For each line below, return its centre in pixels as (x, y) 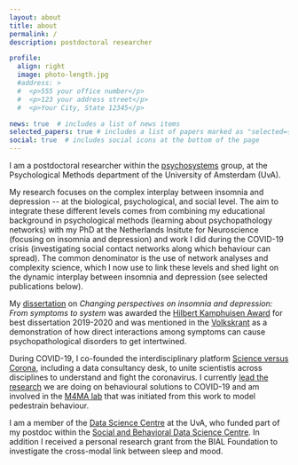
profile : (25, 59)
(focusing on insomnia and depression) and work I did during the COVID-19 (146, 239)
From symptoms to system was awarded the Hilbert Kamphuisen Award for (146, 313)
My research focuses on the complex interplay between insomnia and (137, 192)
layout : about (35, 17)
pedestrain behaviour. (49, 406)
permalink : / (33, 34)
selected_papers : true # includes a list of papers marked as (126, 132)
